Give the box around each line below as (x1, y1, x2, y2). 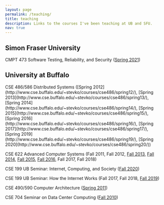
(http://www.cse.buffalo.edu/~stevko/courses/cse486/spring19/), (5, 136, 137, 142)
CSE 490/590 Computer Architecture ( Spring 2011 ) (5, 185, 108, 191)
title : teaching (5, 16, 38, 21)
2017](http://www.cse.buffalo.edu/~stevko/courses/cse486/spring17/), (5, 126, 149, 132)
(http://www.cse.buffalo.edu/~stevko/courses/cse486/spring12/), (5, 89, 137, 95)
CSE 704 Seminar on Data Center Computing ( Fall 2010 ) (5, 194, 118, 200)
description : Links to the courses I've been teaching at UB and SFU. (5, 21, 153, 26)
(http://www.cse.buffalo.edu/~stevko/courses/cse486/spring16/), (5, 120, 137, 126)
